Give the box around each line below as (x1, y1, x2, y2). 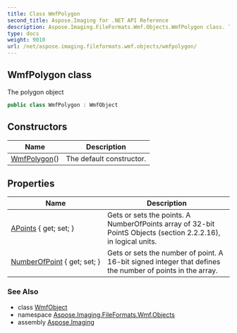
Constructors (7, 121, 68, 133)
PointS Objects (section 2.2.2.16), (107, 228, 221, 238)
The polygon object (7, 87, 64, 96)
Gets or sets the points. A (107, 211, 191, 220)
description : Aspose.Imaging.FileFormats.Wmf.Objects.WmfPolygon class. (7, 23, 226, 30)
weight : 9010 (7, 37, 46, 44)
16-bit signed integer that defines (107, 257, 221, 267)
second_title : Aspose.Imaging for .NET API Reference (7, 17, 169, 24)
